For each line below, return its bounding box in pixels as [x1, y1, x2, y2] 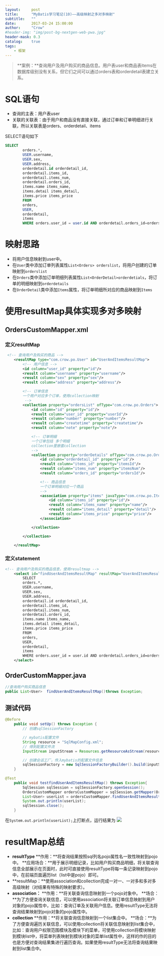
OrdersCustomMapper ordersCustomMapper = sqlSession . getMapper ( [22, 790, 156, 795]
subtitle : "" [5, 16, 36, 21]
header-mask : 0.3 [5, 35, 41, 40]
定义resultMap [5, 341, 40, 348]
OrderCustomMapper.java [5, 671, 86, 680]
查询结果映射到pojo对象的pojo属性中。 [12, 908, 90, 914]
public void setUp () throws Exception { [14, 722, 97, 727]
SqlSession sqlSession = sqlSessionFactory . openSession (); [22, 785, 145, 790]
